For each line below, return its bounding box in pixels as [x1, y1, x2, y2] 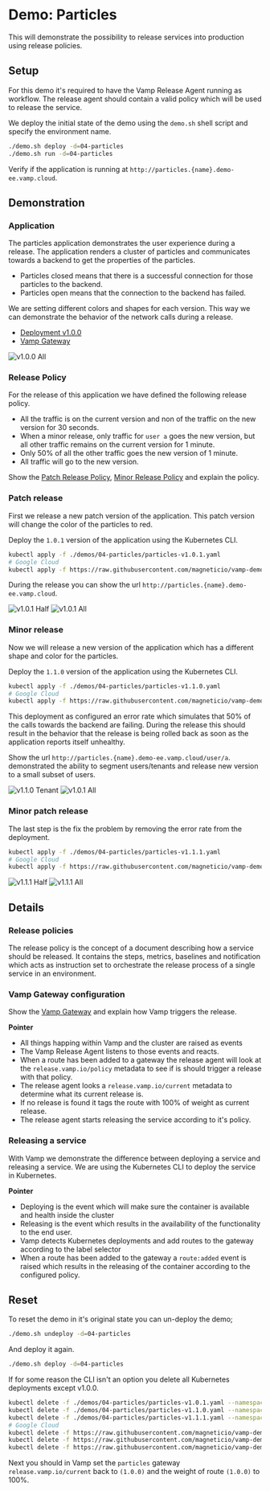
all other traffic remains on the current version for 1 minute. [19, 440, 215, 449]
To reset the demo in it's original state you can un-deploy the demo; [8, 1314, 233, 1324]
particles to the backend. [19, 280, 103, 289]
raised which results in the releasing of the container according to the [19, 1261, 251, 1271]
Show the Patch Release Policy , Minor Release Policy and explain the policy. [8, 473, 260, 482]
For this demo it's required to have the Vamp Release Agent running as [8, 85, 243, 95]
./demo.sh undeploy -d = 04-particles [8, 1330, 131, 1338]
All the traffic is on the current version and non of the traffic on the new [19, 414, 256, 424]
